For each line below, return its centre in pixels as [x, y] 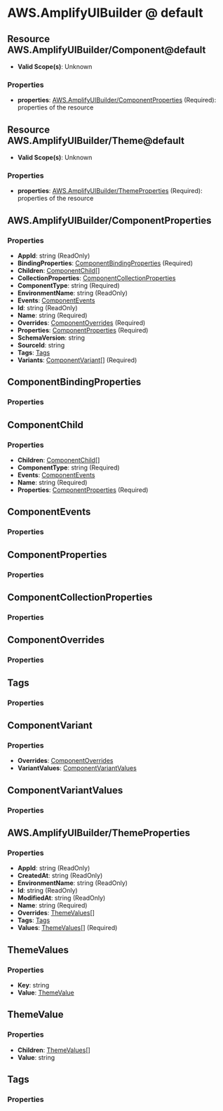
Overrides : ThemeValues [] [56, 913]
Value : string [36, 1057]
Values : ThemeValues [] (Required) [67, 928]
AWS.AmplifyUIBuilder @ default [105, 13]
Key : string [33, 985]
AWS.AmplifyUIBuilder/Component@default [107, 49]
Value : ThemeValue [46, 993]
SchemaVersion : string [51, 338]
